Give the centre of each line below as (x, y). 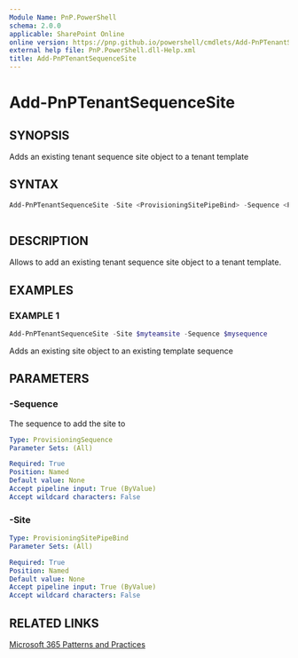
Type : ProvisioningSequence (61, 440)
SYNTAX (34, 184)
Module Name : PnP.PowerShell (63, 17)
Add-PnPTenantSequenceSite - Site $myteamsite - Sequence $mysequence (138, 334)
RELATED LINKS (54, 623)
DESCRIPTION (49, 241)
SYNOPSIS (39, 135)
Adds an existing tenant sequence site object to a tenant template (129, 157)
